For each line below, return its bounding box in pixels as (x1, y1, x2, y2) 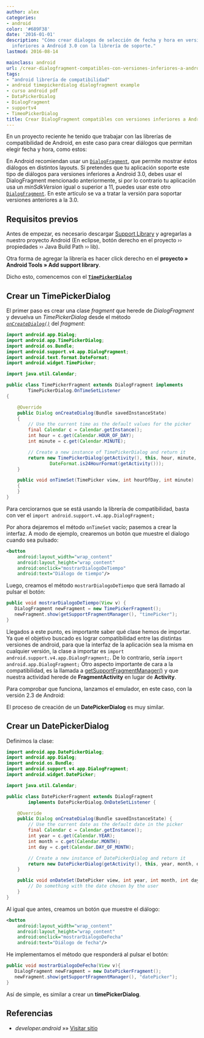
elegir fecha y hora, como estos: (6, 146, 87, 153)
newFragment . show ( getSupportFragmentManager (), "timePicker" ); (14, 611, 178, 617)
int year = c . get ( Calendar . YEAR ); (28, 833, 115, 839)
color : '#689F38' (6, 26, 50, 32)
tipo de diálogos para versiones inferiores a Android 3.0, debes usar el (6, 170, 182, 178)
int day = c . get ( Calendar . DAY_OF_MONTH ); (28, 844, 135, 850)
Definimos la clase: (6, 737, 54, 745)
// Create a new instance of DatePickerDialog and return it (28, 855, 186, 861)
